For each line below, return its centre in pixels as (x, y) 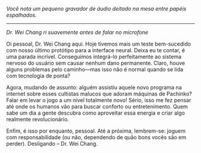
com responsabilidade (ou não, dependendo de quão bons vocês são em (96, 137)
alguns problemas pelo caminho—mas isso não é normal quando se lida (95, 69)
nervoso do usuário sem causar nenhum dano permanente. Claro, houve (96, 63)
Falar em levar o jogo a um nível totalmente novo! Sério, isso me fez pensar (99, 100)
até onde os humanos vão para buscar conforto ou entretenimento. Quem (97, 106)
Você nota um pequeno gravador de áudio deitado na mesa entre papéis (96, 9)
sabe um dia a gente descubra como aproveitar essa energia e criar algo (96, 113)
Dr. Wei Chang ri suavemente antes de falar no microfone (77, 32)
